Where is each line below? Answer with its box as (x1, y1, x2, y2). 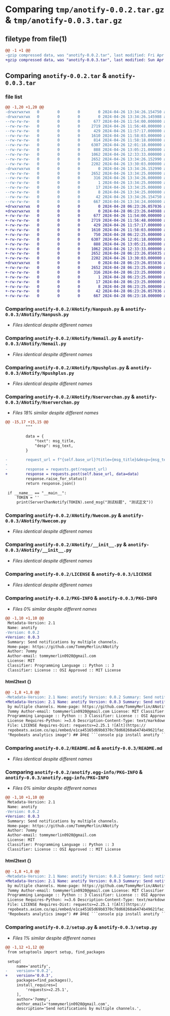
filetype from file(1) (5, 34, 67, 43)
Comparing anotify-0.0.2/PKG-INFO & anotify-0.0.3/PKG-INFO (5, 594, 157, 602)
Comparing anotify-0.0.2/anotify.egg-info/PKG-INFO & (5, 768, 143, 776)
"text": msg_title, (34, 438, 76, 443)
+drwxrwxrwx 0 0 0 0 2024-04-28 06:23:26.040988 (5, 208, 162, 214)
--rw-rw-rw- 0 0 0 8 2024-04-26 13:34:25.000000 (5, 190, 162, 195)
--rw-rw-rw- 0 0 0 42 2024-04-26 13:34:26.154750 (5, 194, 162, 199)
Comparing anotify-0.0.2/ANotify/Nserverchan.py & (5, 393, 135, 400)
